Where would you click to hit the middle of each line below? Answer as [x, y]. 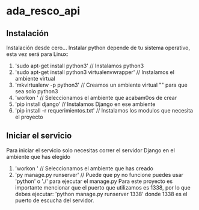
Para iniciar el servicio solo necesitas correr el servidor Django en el [91, 150]
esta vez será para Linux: [38, 54]
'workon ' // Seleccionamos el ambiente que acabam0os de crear [96, 98]
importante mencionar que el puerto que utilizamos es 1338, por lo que [103, 187]
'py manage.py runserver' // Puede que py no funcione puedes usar [99, 174]
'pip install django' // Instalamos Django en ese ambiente [85, 104]
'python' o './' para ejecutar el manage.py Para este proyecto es [94, 181]
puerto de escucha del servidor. [54, 200]
